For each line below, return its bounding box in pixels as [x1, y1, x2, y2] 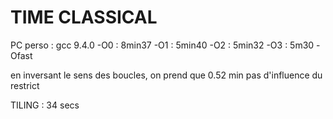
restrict [10, 79, 40, 91]
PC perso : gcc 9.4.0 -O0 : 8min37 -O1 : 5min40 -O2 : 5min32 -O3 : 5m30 [10, 39, 315, 51]
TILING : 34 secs [10, 99, 80, 111]
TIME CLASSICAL [10, 6, 158, 29]
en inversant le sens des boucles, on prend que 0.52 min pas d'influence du [10, 69, 323, 81]
